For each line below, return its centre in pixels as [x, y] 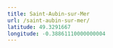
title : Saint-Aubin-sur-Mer [49, 14]
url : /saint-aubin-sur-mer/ [49, 20]
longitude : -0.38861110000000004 [56, 34]
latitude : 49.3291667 [39, 27]
